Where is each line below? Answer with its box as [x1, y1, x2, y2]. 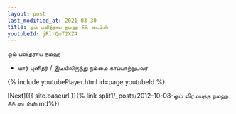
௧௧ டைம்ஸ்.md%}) [7, 100, 60, 108]
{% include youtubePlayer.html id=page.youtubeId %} [7, 78, 166, 86]
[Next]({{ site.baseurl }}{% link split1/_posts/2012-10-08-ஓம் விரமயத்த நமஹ [7, 91, 229, 100]
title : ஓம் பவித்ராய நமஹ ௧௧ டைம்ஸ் [7, 23, 109, 30]
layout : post [7, 10, 46, 18]
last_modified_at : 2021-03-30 [7, 17, 97, 24]
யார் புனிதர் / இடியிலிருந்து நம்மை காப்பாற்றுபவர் [17, 64, 149, 72]
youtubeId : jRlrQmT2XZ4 [7, 30, 78, 38]
